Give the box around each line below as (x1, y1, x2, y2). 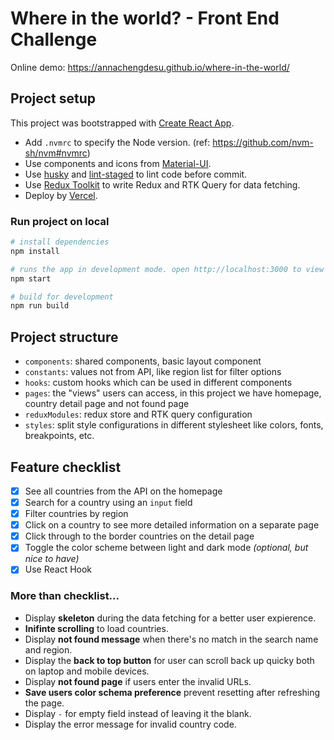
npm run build (10, 301, 70, 311)
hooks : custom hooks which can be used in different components (24, 377, 293, 389)
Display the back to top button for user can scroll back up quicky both (24, 654, 315, 666)
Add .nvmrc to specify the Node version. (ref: (24, 136, 211, 148)
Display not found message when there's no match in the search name (24, 633, 319, 645)
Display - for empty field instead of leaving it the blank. (24, 707, 252, 719)
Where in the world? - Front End (10, 7, 280, 30)
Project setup (10, 90, 97, 107)
